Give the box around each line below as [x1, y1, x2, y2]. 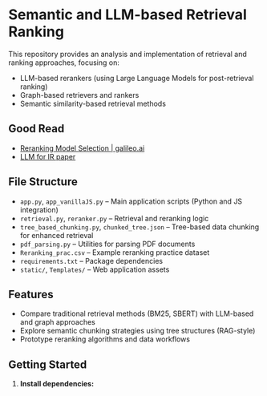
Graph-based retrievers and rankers [19, 90, 140, 99]
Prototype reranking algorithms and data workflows [19, 334, 191, 344]
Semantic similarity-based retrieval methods [19, 99, 167, 108]
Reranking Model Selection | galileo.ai [19, 143, 145, 153]
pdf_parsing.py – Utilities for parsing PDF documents [19, 239, 196, 249]
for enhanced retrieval [19, 230, 94, 240]
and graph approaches [19, 317, 96, 327]
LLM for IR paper [19, 152, 76, 161]
